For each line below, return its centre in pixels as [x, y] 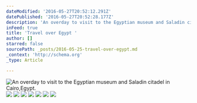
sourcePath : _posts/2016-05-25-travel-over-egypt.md [72, 49]
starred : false [25, 44]
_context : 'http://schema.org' [44, 55]
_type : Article [25, 60]
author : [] [19, 38]
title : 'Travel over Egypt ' [42, 33]
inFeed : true [22, 28]
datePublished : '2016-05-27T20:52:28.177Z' [60, 17]
